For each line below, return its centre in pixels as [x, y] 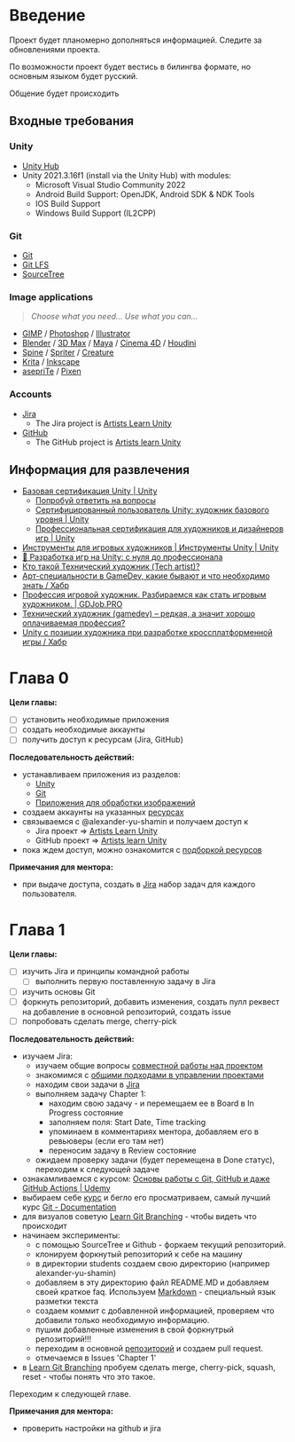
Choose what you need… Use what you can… [114, 317]
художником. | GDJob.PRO [72, 604]
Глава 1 [37, 930]
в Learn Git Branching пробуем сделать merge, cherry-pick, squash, [149, 1367]
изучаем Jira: [47, 1056]
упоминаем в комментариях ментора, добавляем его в [154, 1131]
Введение [47, 16]
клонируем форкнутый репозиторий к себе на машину [139, 1254]
